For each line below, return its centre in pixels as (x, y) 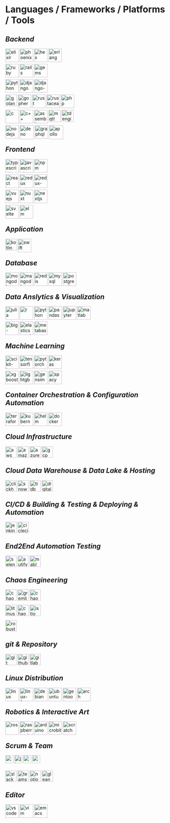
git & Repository (31, 644)
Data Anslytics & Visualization (55, 297)
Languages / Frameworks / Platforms (85, 9)
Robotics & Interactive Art (47, 712)
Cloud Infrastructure (39, 437)
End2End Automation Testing (53, 546)
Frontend (20, 149)
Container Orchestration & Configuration (72, 395)
